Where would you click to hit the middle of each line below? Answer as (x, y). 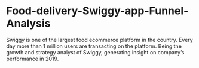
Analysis (28, 23)
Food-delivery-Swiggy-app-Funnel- (97, 11)
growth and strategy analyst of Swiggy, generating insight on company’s (95, 52)
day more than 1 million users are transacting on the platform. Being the (94, 46)
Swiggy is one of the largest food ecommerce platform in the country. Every (99, 40)
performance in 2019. (33, 59)
